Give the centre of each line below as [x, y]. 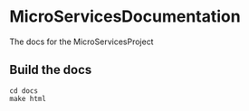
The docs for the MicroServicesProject [81, 42]
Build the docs [51, 70]
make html [28, 98]
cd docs [24, 91]
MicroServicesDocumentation [125, 17]
